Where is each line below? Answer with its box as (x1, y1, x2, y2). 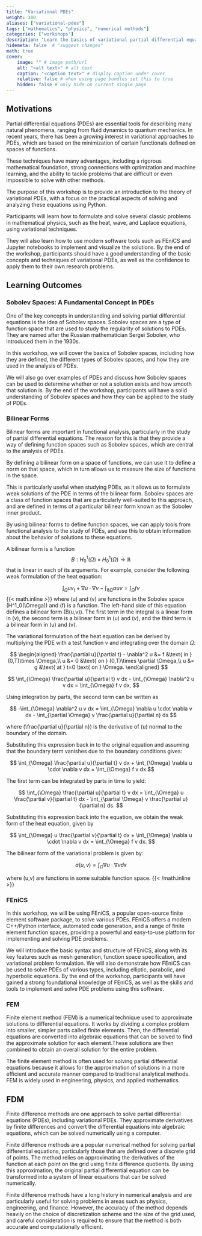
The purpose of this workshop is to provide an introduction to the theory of (6, 188, 192, 195)
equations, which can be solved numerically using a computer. (6, 1129, 161, 1137)
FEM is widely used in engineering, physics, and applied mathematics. (6, 1077, 180, 1084)
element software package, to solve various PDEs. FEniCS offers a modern (6, 916, 191, 923)
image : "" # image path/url (17, 59, 87, 65)
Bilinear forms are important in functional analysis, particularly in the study (6, 428, 191, 435)
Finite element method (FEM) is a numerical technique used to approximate (6, 1014, 192, 1021)
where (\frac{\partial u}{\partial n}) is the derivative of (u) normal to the (6, 723, 182, 730)
